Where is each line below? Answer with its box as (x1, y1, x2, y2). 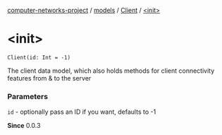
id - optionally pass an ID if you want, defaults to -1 (7, 107, 156, 116)
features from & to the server (7, 74, 92, 82)
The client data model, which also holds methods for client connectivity (7, 66, 215, 75)
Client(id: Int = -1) (7, 54, 71, 61)
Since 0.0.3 (7, 122, 41, 130)
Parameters (7, 91, 48, 101)
